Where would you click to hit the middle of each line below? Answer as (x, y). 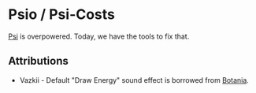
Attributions (39, 61)
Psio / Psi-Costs (62, 15)
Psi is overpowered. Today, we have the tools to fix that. (99, 36)
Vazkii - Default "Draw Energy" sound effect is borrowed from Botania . (134, 80)
